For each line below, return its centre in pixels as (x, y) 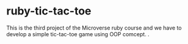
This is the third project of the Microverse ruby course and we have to (94, 28)
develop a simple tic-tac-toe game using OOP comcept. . (78, 34)
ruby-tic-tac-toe (49, 11)
